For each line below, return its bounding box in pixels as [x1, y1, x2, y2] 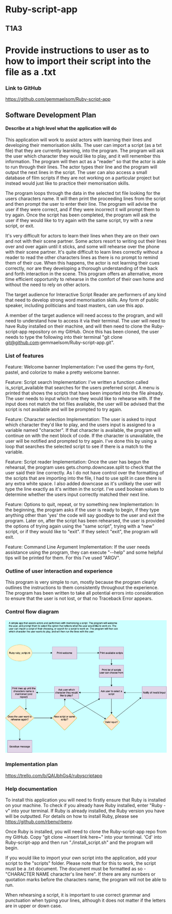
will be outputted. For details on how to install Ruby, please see [5, 813, 138, 819]
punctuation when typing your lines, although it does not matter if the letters [5, 897, 166, 903]
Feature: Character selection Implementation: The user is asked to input [5, 416, 157, 422]
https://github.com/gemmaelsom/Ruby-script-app [5, 96, 111, 102]
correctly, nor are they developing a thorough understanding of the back [5, 265, 158, 271]
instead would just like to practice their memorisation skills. [5, 180, 130, 186]
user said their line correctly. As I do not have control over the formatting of [5, 469, 164, 475]
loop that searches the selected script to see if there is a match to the [5, 443, 152, 449]
